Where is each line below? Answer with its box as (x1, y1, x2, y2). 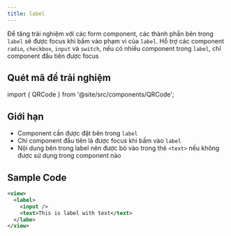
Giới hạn (7, 110, 44, 122)
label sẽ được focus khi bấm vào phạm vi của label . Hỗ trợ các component (7, 36, 225, 45)
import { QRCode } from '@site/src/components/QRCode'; (7, 90, 174, 98)
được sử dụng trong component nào (17, 152, 121, 160)
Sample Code (7, 172, 67, 184)
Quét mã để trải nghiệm (7, 72, 112, 84)
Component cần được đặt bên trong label (17, 129, 138, 138)
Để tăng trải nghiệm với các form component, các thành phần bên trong (7, 29, 214, 38)
